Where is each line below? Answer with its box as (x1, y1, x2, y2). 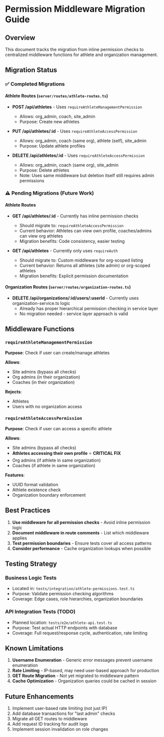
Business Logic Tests (5, 574, 57, 581)
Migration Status (5, 66, 57, 74)
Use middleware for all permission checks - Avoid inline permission (12, 519, 151, 525)
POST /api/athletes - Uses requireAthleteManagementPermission (12, 104, 142, 110)
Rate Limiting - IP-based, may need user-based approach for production (12, 668, 159, 674)
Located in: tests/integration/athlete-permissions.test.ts (12, 586, 135, 591)
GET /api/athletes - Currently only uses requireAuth (12, 247, 118, 254)
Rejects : (5, 388, 22, 394)
